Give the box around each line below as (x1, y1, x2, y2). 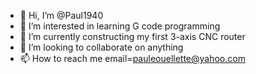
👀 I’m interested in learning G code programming (19, 20, 221, 32)
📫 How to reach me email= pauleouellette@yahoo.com (19, 53, 246, 64)
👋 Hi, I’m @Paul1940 (19, 10, 104, 21)
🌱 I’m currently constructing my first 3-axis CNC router (19, 31, 246, 42)
